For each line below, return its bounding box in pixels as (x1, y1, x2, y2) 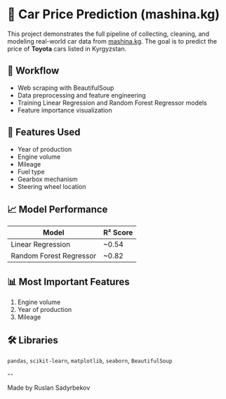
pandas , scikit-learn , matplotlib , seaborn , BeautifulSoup (7, 356, 173, 365)
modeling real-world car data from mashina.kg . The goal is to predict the (7, 37, 218, 45)
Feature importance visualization (17, 105, 112, 115)
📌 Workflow (7, 65, 60, 77)
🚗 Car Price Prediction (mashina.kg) (7, 6, 220, 22)
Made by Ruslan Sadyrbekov (7, 384, 91, 392)
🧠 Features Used (7, 126, 81, 138)
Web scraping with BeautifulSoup (17, 84, 114, 92)
